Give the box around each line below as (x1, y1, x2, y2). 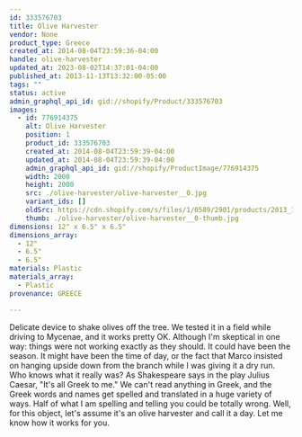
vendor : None (9, 30, 58, 39)
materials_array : (9, 272, 75, 281)
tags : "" (9, 80, 42, 89)
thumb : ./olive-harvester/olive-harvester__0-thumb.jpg (25, 213, 240, 223)
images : (9, 105, 39, 114)
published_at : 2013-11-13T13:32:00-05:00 (9, 72, 167, 81)
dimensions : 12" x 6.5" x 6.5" (9, 222, 127, 231)
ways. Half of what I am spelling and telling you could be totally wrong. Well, (9, 397, 292, 409)
